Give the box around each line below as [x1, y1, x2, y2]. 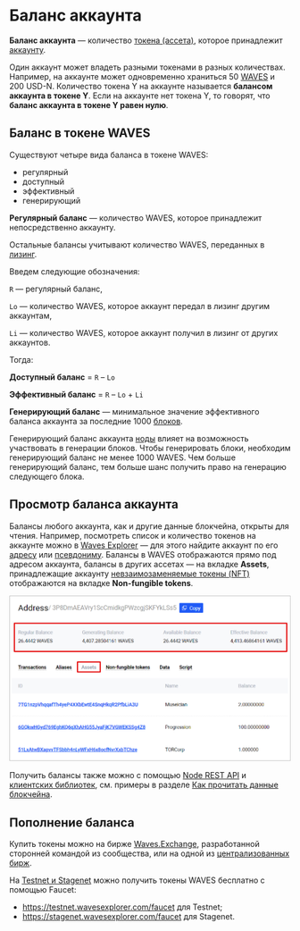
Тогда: [9, 354, 34, 365]
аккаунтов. [9, 337, 51, 348]
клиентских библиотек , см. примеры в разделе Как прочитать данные [9, 779, 279, 791]
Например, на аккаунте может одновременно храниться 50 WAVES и [9, 71, 275, 81]
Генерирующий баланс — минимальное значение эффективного [9, 406, 260, 416]
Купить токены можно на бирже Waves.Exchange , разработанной [9, 839, 261, 850]
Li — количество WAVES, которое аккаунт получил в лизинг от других [9, 327, 279, 338]
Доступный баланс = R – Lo [9, 372, 116, 382]
